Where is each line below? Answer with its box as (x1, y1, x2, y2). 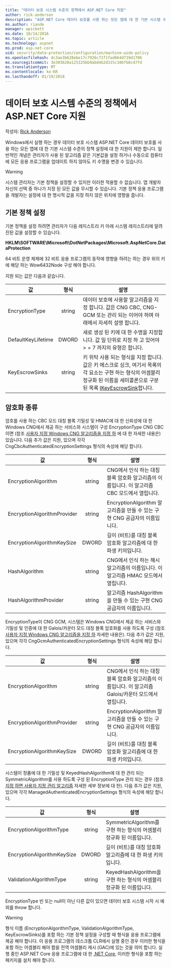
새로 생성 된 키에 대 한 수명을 (83, 328, 148, 335)
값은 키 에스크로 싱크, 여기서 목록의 (83, 361, 162, 368)
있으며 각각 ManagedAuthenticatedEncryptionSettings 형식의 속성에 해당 (5, 789, 154, 795)
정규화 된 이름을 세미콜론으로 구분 (83, 376, 159, 384)
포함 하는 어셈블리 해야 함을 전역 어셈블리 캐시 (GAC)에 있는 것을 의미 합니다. (5, 944, 158, 951)
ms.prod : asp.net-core (5, 46, 53, 51)
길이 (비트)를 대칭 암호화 (106, 844, 161, 851)
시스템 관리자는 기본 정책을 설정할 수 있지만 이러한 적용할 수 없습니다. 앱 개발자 (5, 179, 161, 185)
